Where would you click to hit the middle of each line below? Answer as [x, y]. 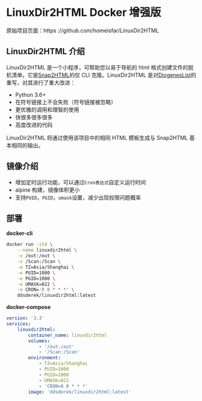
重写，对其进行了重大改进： [41, 82]
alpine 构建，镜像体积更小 [47, 190]
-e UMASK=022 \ [36, 284]
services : [19, 324]
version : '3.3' [25, 318]
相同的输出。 [27, 145]
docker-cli [20, 233]
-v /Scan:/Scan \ [39, 262]
